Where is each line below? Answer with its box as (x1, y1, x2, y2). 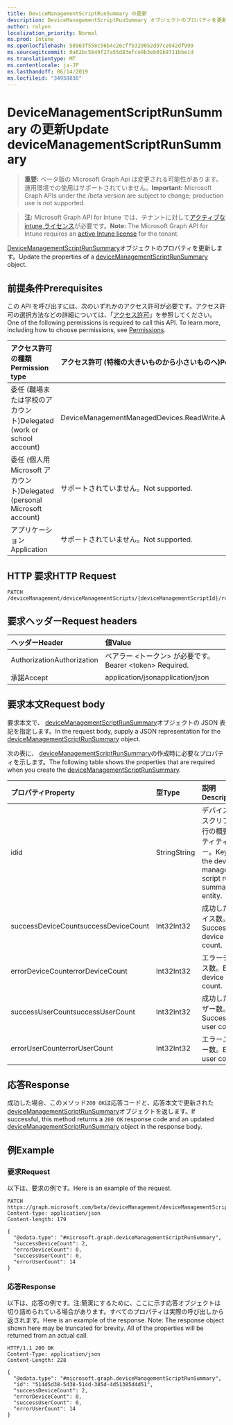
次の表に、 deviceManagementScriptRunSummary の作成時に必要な (7, 749, 200, 757)
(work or (10, 425, 39, 435)
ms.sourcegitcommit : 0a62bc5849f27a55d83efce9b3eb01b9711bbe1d (7, 49, 194, 56)
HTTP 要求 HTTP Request (7, 570, 116, 582)
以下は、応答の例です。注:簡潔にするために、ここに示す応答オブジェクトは (7, 1299, 221, 1307)
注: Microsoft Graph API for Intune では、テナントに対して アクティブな (24, 213, 226, 222)
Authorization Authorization (10, 655, 98, 664)
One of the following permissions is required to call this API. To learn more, (7, 318, 221, 327)
